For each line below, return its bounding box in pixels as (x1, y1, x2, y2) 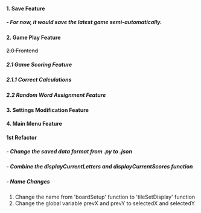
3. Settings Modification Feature (6, 106, 89, 114)
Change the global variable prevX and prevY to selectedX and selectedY (14, 199, 195, 207)
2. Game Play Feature (6, 34, 61, 41)
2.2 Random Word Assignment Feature (6, 91, 106, 99)
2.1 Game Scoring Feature (6, 61, 72, 68)
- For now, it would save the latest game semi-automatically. (6, 19, 162, 26)
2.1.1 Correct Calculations (6, 76, 72, 84)
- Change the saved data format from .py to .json (6, 147, 133, 155)
